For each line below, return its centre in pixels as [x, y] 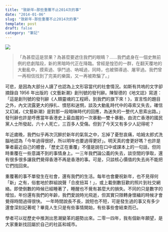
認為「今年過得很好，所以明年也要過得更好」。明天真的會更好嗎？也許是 [87, 141]
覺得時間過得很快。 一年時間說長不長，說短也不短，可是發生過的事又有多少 [82, 201]
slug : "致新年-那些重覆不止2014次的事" [42, 19]
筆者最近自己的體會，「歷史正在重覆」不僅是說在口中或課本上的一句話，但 [81, 147]
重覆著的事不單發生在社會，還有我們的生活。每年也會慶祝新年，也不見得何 [82, 176]
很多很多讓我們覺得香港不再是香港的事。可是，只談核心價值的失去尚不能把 [86, 159]
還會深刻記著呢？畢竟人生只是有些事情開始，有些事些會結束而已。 [73, 207]
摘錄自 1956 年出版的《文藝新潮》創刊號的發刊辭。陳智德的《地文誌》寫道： [84, 93]
